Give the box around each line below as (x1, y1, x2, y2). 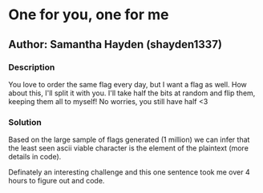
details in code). (8, 152, 62, 162)
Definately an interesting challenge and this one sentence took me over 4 (8, 167, 250, 177)
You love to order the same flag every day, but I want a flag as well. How (8, 79, 247, 89)
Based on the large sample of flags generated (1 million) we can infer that (8, 135, 250, 145)
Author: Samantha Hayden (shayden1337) (8, 38, 223, 51)
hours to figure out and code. (8, 176, 105, 186)
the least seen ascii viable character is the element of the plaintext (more (8, 143, 249, 153)
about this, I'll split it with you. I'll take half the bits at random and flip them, (8, 88, 256, 98)
